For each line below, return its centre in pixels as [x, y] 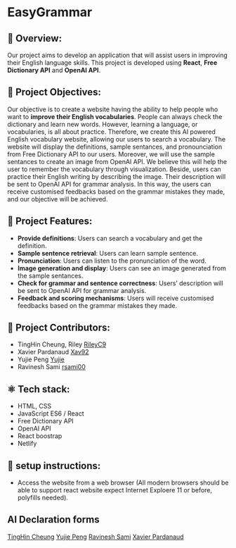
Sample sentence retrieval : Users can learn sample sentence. [108, 253]
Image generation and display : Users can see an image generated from [122, 268]
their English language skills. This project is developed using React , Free [112, 63]
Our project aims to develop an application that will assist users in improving [118, 55]
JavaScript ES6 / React [51, 413]
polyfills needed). [43, 498]
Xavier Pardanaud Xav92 [53, 352]
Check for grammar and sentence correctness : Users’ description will [120, 283]
